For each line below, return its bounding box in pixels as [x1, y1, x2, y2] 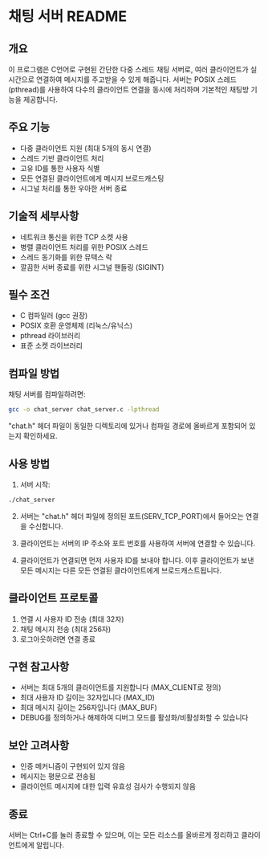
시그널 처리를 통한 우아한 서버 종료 [19, 183, 128, 193]
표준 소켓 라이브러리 [19, 341, 83, 350]
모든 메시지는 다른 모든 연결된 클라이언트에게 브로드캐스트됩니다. [19, 565, 222, 575]
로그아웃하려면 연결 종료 [19, 634, 96, 643]
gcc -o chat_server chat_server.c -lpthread [8, 406, 160, 414]
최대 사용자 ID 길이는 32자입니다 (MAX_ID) [19, 692, 155, 703]
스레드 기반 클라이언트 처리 [19, 153, 104, 163]
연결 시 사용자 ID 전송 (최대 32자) [19, 614, 124, 623]
